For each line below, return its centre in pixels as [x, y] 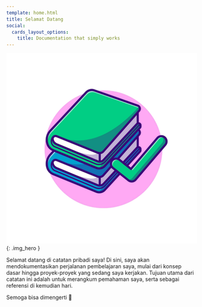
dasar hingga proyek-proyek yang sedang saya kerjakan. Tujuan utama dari [100, 273]
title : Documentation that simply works [69, 38]
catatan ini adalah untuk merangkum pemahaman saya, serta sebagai [93, 279]
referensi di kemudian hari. [40, 286]
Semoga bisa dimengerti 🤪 [39, 297]
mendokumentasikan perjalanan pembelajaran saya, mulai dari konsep [94, 266]
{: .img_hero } [23, 248]
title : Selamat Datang [35, 19]
